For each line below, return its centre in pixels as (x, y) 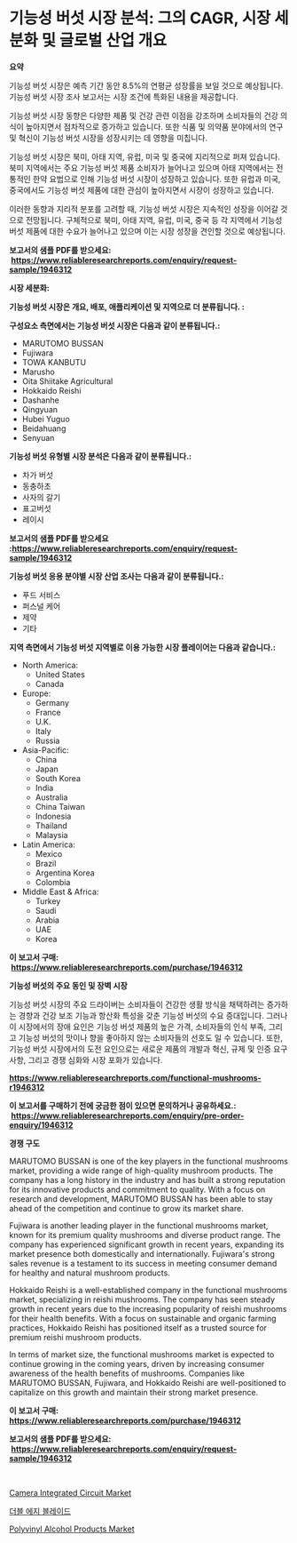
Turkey (48, 901)
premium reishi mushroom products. (75, 1337)
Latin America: (48, 844)
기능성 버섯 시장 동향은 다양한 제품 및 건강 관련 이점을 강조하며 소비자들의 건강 (144, 116)
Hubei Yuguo (46, 419)
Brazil (46, 863)
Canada (50, 684)
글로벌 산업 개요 (113, 40)
